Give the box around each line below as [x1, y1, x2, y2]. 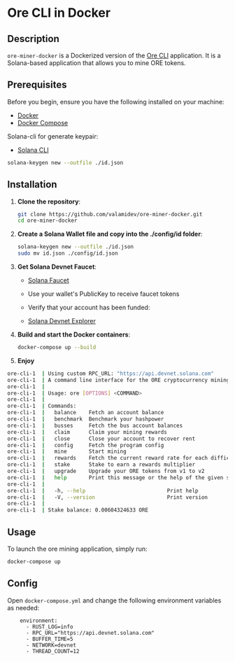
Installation [7, 178, 57, 190]
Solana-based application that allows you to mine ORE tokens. [7, 59, 187, 67]
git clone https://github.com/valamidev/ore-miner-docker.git [17, 211, 203, 218]
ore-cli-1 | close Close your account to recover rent [7, 435, 196, 442]
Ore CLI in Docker [7, 5, 111, 21]
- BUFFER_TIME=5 [25, 635, 73, 642]
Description [7, 33, 59, 45]
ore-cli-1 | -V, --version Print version [7, 493, 208, 501]
